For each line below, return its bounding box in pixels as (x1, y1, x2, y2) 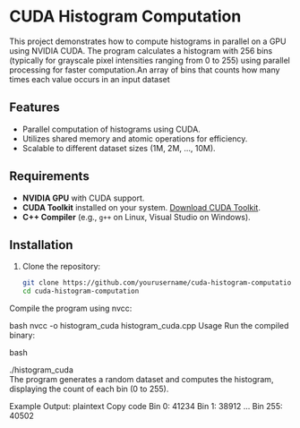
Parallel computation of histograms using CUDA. (21, 124, 201, 134)
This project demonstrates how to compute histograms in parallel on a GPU (9, 36, 287, 47)
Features (9, 100, 60, 116)
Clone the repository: (21, 261, 101, 272)
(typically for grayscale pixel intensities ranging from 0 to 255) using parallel (9, 55, 291, 65)
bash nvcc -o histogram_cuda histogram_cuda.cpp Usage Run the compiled (9, 321, 289, 331)
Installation (9, 237, 73, 253)
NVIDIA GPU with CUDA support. (21, 193, 145, 203)
